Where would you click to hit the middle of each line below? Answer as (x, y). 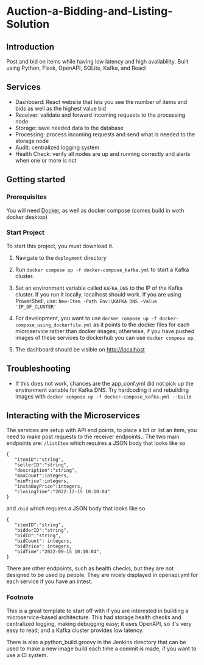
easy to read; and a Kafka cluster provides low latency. (75, 630)
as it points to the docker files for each (142, 325)
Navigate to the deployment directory (61, 257)
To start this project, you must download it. (60, 246)
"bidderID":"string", (42, 531)
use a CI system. (27, 655)
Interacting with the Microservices (73, 416)
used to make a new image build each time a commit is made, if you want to (101, 648)
